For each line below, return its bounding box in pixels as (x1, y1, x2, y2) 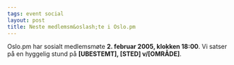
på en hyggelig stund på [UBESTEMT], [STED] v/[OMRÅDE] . (7, 50, 182, 58)
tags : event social (7, 10, 64, 17)
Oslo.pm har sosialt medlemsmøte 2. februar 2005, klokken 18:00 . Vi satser (7, 43, 227, 51)
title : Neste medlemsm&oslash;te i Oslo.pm (7, 23, 136, 30)
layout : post (7, 17, 45, 24)
